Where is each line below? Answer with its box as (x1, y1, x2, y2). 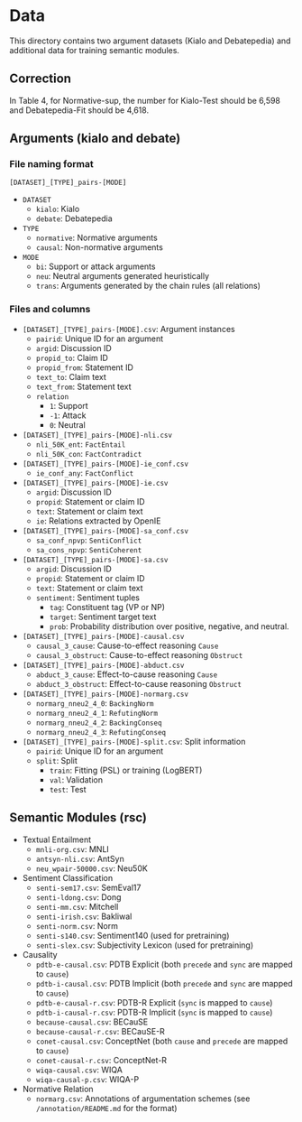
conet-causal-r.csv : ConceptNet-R (35, 1054, 168, 1065)
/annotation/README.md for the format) (35, 1102, 178, 1113)
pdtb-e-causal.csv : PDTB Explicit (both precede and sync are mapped (35, 959, 293, 969)
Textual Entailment (22, 834, 92, 845)
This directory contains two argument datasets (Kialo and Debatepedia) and (9, 35, 291, 46)
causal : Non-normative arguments (35, 242, 164, 253)
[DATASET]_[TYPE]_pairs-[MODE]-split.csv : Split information (22, 736, 246, 746)
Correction (9, 71, 72, 87)
